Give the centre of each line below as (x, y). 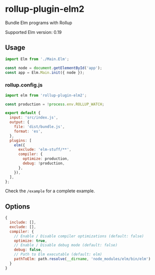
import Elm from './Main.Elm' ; (37, 59)
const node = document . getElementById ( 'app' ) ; (54, 68)
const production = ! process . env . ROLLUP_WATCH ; (55, 104)
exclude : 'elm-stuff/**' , (45, 150)
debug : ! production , (44, 163)
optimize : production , (46, 159)
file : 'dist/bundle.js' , (39, 127)
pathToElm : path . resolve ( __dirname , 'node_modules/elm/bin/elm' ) (82, 259)
